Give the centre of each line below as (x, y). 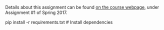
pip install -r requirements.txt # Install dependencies (59, 22)
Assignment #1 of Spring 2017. (36, 12)
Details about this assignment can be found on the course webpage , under (82, 7)
